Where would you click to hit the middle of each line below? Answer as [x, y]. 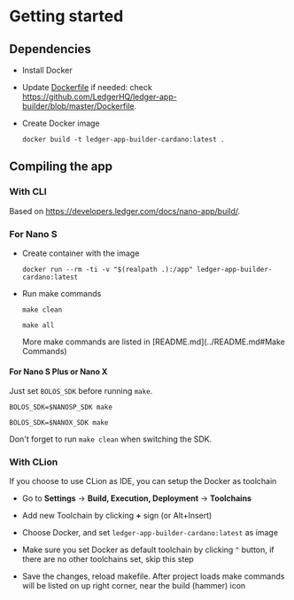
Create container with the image [81, 253]
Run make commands [62, 293]
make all [38, 325]
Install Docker [47, 70]
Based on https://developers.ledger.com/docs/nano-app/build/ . [125, 211]
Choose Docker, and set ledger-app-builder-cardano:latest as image [150, 533]
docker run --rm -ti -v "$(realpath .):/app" [107, 269]
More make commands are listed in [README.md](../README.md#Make [153, 342]
